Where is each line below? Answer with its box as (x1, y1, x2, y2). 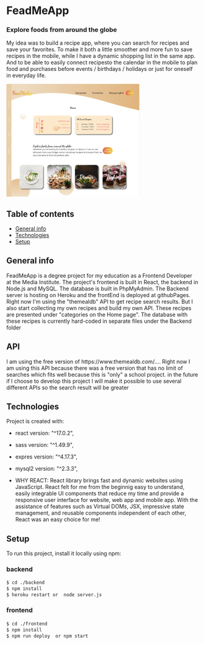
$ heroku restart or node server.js (6, 592, 102, 598)
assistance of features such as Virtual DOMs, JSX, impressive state (15, 503, 185, 510)
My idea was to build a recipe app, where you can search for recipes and (6, 39, 190, 46)
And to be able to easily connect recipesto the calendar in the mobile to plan (6, 59, 198, 66)
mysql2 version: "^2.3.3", (15, 465, 78, 473)
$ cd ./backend (6, 580, 45, 586)
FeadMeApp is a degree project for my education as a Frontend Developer (6, 271, 193, 279)
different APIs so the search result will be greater (6, 383, 129, 391)
